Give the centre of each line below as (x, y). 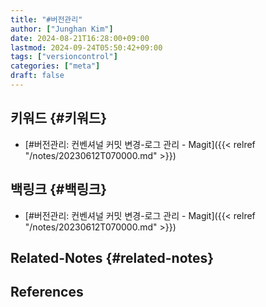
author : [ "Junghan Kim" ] (62, 29)
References (47, 292)
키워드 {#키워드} (59, 118)
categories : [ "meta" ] (55, 66)
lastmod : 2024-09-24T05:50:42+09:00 (86, 47)
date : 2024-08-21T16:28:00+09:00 (80, 38)
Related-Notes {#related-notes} (112, 257)
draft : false (37, 76)
